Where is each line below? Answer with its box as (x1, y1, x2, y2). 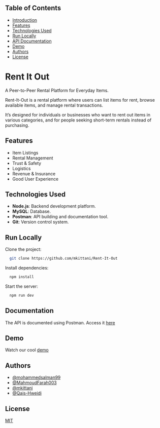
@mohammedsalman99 (12, 375, 61, 381)
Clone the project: (5, 246, 42, 252)
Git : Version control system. (12, 219, 69, 225)
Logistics (12, 165, 31, 171)
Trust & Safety (12, 160, 41, 166)
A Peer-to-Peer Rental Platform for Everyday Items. (5, 87, 109, 93)
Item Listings (12, 150, 38, 156)
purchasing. (5, 122, 30, 128)
